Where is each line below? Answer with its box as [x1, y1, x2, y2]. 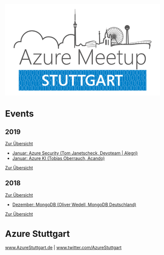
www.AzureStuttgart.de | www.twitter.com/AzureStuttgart [5, 244, 122, 250]
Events [5, 108, 34, 119]
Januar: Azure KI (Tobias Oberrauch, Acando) [12, 155, 105, 161]
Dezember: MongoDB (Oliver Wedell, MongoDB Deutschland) [12, 202, 137, 207]
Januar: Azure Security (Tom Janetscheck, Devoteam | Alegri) [12, 150, 138, 156]
